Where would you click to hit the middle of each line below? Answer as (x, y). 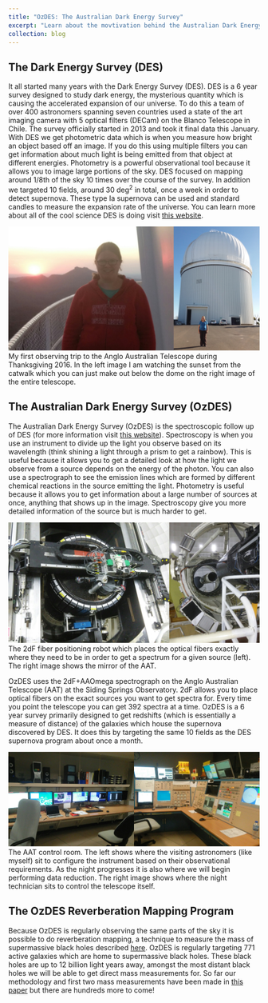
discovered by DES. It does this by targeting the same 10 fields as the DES (130, 733)
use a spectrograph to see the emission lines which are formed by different (132, 477)
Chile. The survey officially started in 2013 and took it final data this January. (134, 129)
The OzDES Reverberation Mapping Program (121, 911)
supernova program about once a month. (76, 741)
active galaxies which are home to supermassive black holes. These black (130, 956)
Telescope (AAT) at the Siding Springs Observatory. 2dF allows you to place (133, 690)
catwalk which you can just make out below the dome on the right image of (132, 373)
